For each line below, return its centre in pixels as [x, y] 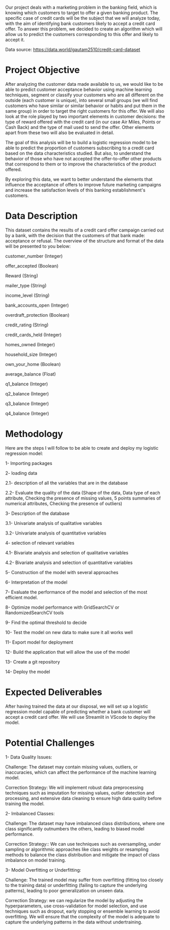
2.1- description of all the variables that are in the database [67, 483]
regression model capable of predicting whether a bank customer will [78, 711]
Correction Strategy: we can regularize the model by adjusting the [74, 900]
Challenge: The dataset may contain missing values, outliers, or [72, 767]
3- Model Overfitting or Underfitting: [43, 870]
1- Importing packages [29, 463]
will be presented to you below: [38, 246]
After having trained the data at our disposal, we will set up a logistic [77, 706]
